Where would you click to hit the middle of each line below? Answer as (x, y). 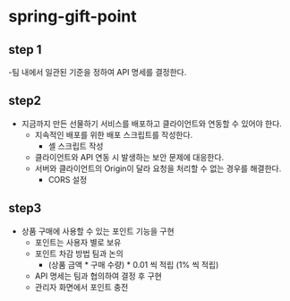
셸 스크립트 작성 (76, 146)
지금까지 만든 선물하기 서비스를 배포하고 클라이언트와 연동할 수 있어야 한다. (152, 124)
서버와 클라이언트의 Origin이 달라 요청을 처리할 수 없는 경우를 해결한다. (158, 168)
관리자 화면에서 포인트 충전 (81, 287)
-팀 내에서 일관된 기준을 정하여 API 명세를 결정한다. (98, 72)
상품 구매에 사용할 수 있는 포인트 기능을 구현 (98, 231)
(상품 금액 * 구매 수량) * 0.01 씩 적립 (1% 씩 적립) (133, 264)
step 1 (25, 50)
